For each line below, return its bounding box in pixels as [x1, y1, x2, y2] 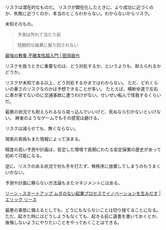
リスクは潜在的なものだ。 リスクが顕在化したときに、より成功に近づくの [5, 4, 154, 10]
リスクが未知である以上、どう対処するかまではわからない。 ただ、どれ [5, 80, 150, 86]
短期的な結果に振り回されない [17, 42, 78, 48]
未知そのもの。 [5, 21, 36, 27]
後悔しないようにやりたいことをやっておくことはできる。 [5, 220, 122, 225]
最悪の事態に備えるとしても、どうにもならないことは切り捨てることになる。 [5, 207, 161, 213]
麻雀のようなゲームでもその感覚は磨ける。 [14, 115, 102, 121]
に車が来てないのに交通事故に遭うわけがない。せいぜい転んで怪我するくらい [5, 92, 162, 98]
